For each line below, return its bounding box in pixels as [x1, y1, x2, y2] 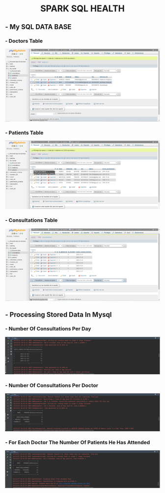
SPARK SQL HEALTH [40, 3, 125, 14]
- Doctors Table [5, 37, 43, 44]
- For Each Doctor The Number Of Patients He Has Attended [5, 439, 150, 446]
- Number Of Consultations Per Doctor [5, 382, 99, 388]
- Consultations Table [5, 217, 58, 224]
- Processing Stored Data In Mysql [5, 311, 112, 319]
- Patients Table [5, 129, 44, 136]
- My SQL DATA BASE [5, 23, 72, 31]
